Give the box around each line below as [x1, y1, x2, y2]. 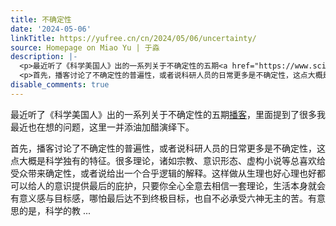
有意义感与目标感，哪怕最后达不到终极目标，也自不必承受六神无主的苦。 [10, 192, 308, 204]
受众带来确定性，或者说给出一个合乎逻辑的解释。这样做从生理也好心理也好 [10, 167, 317, 179]
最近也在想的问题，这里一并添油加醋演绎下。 [10, 121, 195, 133]
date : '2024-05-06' [10, 24, 92, 34]
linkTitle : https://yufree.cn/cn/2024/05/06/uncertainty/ [10, 33, 257, 43]
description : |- [10, 52, 78, 62]
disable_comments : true [10, 80, 110, 90]
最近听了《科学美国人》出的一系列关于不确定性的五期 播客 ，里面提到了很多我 [10, 108, 326, 120]
